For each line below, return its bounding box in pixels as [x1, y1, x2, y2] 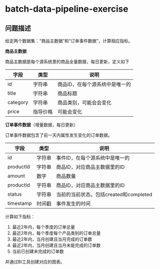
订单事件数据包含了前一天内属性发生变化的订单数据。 [5, 132, 113, 138]
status [7, 191, 22, 197]
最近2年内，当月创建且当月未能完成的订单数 [12, 243, 101, 248]
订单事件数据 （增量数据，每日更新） [5, 122, 78, 127]
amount [7, 172, 25, 179]
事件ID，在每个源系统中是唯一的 [56, 155, 130, 161]
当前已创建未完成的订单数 [12, 248, 64, 254]
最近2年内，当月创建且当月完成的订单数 [12, 236, 92, 242]
